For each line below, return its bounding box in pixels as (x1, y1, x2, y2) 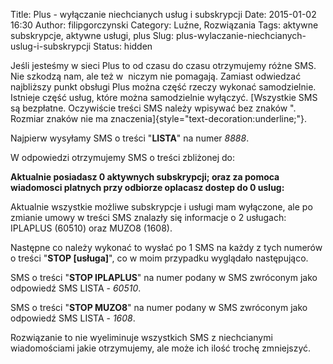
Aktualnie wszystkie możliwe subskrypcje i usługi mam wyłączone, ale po (10, 201, 313, 213)
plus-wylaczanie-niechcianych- (175, 30, 307, 41)
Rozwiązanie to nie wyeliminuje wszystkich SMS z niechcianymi (10, 332, 273, 343)
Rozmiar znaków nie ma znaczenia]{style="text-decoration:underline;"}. (10, 113, 308, 124)
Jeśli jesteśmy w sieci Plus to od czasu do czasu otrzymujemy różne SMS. (10, 60, 317, 71)
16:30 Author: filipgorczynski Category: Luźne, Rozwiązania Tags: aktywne (10, 19, 319, 31)
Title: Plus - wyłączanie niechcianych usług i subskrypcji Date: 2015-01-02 (10, 9, 317, 20)
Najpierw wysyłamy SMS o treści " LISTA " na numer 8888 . (10, 132, 250, 144)
